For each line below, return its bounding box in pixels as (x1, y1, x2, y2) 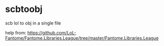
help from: (5, 29, 26, 35)
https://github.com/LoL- (27, 29, 76, 35)
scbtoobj (5, 3, 43, 15)
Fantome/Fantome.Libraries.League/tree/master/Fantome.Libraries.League (5, 35, 159, 41)
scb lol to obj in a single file (5, 20, 61, 26)
